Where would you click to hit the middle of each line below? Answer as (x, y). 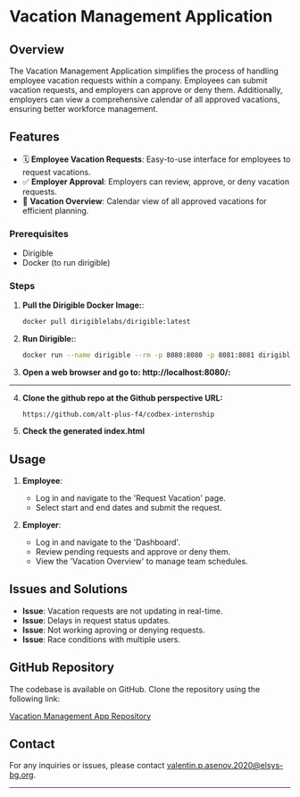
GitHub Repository (62, 668)
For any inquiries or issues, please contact (87, 766)
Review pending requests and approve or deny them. (133, 551)
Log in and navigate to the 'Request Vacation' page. (130, 497)
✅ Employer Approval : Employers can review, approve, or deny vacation (156, 182)
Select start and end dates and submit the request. (129, 507)
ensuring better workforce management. (84, 109)
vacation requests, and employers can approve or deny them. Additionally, (146, 90)
